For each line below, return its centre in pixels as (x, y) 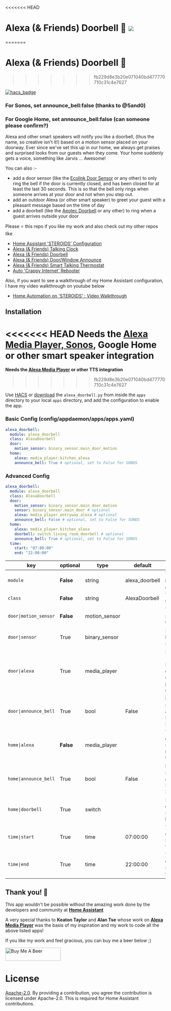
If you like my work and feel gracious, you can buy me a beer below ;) (78, 940)
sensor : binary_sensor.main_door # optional (62, 510)
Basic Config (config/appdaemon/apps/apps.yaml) (70, 419)
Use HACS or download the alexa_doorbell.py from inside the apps (76, 395)
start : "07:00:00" (34, 548)
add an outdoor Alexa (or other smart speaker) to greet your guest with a (89, 200)
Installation (23, 312)
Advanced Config (27, 476)
